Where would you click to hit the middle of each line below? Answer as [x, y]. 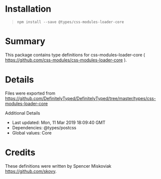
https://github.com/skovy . [31, 171]
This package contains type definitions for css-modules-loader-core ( [75, 55]
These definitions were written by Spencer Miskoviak [58, 166]
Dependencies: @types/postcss [44, 127]
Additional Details [23, 113]
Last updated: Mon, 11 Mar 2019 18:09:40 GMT [59, 122]
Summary [25, 41]
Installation [28, 9]
